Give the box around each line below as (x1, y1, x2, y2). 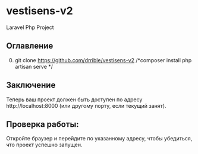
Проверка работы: (6, 119, 79, 129)
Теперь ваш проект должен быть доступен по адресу (6, 96, 143, 103)
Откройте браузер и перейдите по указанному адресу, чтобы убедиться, (6, 135, 193, 142)
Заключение (6, 80, 56, 90)
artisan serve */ (14, 63, 54, 70)
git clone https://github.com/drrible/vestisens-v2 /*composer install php (14, 56, 192, 63)
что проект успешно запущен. (6, 141, 83, 149)
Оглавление (6, 41, 54, 51)
